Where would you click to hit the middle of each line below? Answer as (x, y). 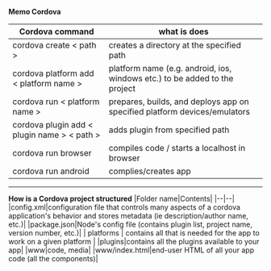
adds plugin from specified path (169, 130)
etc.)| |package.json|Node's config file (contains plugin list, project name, (130, 224)
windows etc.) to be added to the (171, 78)
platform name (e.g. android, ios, (170, 68)
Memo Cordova (35, 12)
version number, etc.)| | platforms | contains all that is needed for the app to (134, 233)
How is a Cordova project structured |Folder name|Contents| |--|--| (122, 198)
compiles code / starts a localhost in (177, 148)
